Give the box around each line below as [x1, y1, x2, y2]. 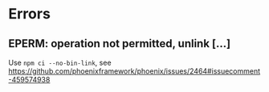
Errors [8, 5, 51, 23]
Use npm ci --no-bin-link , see [8, 58, 112, 67]
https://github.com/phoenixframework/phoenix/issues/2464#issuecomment [8, 66, 261, 76]
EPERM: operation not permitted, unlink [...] [8, 37, 231, 50]
